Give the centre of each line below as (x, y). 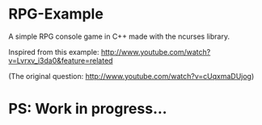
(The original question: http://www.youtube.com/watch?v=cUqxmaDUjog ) (131, 76)
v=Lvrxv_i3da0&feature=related (61, 60)
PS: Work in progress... (88, 109)
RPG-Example (56, 14)
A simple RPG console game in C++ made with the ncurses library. (119, 36)
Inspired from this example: (54, 52)
